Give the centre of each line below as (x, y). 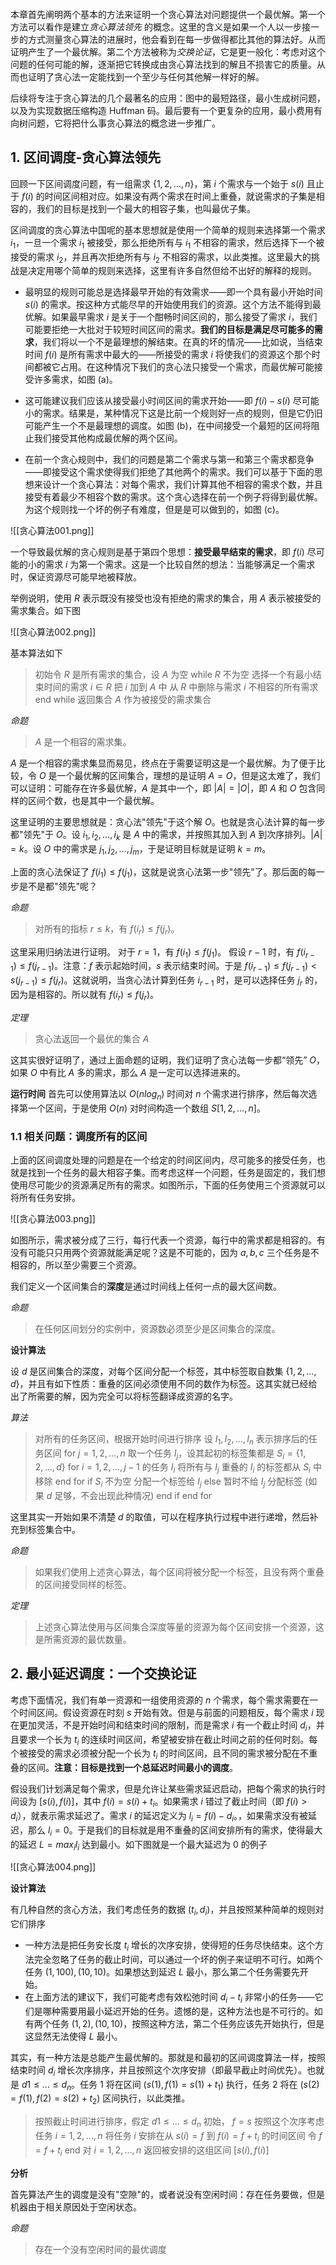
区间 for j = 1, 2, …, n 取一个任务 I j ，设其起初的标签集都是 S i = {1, (175, 1454)
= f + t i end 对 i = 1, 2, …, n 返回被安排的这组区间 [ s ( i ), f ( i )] (152, 2151)
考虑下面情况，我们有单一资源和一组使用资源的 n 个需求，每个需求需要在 (160, 1700)
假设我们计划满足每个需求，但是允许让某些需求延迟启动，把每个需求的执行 (163, 1789)
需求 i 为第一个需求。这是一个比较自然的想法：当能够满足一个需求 (180, 565)
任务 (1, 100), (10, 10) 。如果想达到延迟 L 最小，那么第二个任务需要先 (162, 1972)
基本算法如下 (36, 653)
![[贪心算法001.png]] (52, 531)
